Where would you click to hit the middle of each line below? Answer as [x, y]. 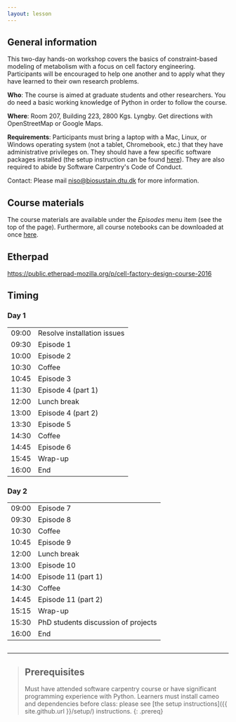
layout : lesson [29, 14]
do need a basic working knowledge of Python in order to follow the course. [117, 103]
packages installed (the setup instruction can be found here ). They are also [116, 159]
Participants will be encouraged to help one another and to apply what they [116, 74]
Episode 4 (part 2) [68, 413]
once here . [23, 235]
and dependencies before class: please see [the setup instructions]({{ [126, 704]
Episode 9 [54, 543]
